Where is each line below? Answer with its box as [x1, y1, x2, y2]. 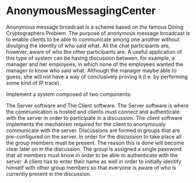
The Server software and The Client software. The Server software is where [6, 102, 189, 109]
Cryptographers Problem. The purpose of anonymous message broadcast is [6, 29, 190, 36]
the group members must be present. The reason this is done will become [6, 139, 184, 146]
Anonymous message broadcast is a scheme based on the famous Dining [6, 23, 184, 30]
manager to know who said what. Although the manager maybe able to [6, 67, 177, 74]
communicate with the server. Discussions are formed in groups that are [6, 127, 180, 134]
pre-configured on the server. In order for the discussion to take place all [6, 133, 182, 140]
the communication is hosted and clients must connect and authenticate [6, 108, 180, 115]
